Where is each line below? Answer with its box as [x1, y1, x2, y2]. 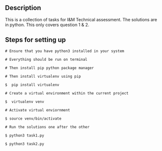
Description [5, 4, 41, 12]
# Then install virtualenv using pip [5, 74, 81, 79]
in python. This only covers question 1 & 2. [5, 22, 89, 27]
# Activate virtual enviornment [5, 108, 70, 112]
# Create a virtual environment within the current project [5, 91, 129, 96]
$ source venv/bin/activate [5, 116, 62, 121]
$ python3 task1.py [5, 133, 44, 138]
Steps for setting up [5, 36, 66, 44]
